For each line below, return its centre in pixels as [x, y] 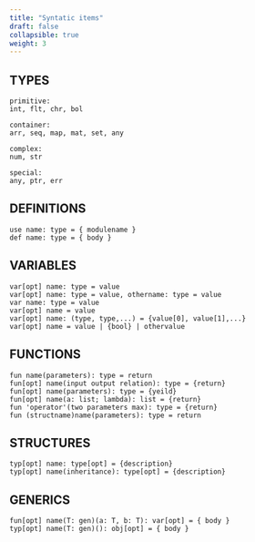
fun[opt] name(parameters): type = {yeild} [93, 391]
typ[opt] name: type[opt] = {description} [91, 464]
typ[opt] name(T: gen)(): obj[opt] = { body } [99, 529]
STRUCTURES [50, 443]
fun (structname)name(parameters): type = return [106, 415]
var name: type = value [55, 302]
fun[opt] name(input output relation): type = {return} [117, 383]
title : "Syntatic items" [56, 18]
